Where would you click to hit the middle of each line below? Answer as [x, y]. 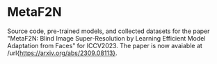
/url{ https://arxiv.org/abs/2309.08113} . [62, 53]
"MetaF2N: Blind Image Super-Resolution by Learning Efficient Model [106, 38]
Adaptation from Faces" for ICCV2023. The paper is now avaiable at [105, 45]
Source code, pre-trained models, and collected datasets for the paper [108, 31]
